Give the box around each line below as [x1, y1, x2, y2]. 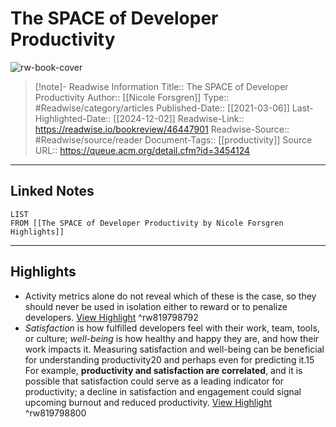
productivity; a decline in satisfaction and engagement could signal [24, 385, 302, 397]
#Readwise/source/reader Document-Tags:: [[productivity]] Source [34, 133, 313, 146]
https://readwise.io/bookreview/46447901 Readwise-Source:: [34, 123, 290, 135]
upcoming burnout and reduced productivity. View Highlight [24, 396, 273, 408]
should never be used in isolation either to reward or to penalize [24, 300, 288, 312]
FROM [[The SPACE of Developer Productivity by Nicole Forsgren [10, 218, 284, 228]
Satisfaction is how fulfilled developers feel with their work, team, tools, [24, 322, 320, 334]
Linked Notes [10, 183, 95, 200]
